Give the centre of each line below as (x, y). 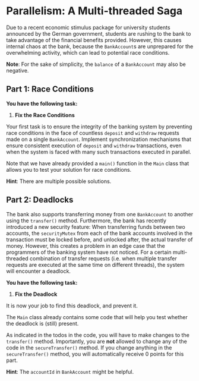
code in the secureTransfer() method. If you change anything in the (89, 347)
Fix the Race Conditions (45, 115)
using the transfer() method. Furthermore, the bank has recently (86, 221)
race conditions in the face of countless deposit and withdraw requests (93, 133)
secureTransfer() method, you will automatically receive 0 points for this (95, 354)
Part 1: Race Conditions (50, 89)
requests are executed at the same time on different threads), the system (96, 265)
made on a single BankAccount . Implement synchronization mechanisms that (99, 139)
